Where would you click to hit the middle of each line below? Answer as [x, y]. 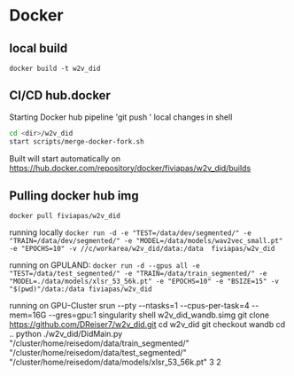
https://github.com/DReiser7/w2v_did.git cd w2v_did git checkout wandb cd [147, 325]
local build [39, 48]
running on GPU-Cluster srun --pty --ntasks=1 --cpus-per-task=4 [129, 306]
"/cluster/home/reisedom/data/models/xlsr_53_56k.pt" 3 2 [115, 362]
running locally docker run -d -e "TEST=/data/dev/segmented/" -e [131, 232]
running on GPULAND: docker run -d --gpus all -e [105, 265]
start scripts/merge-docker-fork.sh [77, 141]
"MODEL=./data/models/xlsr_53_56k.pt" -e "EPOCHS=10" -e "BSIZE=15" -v [144, 282]
